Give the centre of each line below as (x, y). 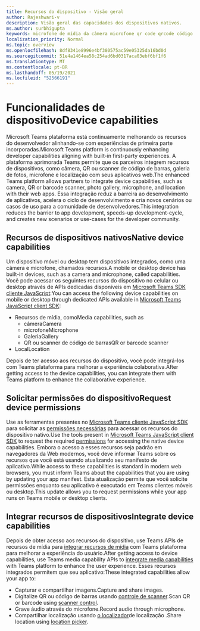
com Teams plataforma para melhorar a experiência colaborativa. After (92, 366)
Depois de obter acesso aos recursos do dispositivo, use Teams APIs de (95, 540)
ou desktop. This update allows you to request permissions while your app (97, 492)
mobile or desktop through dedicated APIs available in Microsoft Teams (94, 299)
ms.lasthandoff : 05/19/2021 (41, 73)
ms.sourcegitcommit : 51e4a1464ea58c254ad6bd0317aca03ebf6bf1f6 (86, 56)
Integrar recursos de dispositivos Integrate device (100, 517)
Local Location (32, 349)
